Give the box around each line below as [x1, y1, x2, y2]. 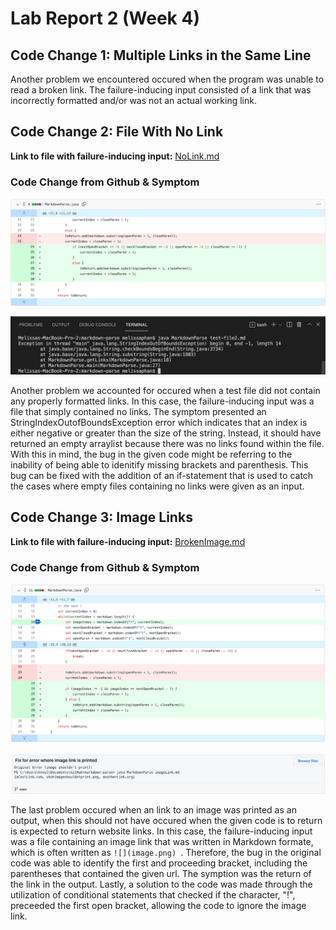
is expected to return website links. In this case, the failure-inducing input [10, 825, 313, 837]
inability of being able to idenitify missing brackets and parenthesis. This [10, 458, 309, 471]
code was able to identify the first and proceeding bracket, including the [10, 857, 308, 869]
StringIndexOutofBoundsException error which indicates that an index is [10, 416, 308, 428]
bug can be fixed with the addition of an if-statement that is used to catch [10, 469, 314, 481]
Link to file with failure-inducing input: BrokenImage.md [10, 535, 246, 547]
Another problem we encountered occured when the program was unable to [10, 73, 325, 85]
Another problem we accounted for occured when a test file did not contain [10, 384, 321, 396]
